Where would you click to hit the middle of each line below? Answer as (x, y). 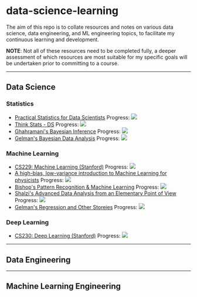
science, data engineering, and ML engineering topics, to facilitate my (90, 33)
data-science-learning (62, 11)
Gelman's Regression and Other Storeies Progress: (76, 207)
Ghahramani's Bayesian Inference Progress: (68, 131)
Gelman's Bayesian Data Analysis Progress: (67, 138)
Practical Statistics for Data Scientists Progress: (72, 117)
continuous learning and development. (53, 39)
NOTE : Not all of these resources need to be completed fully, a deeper (91, 50)
